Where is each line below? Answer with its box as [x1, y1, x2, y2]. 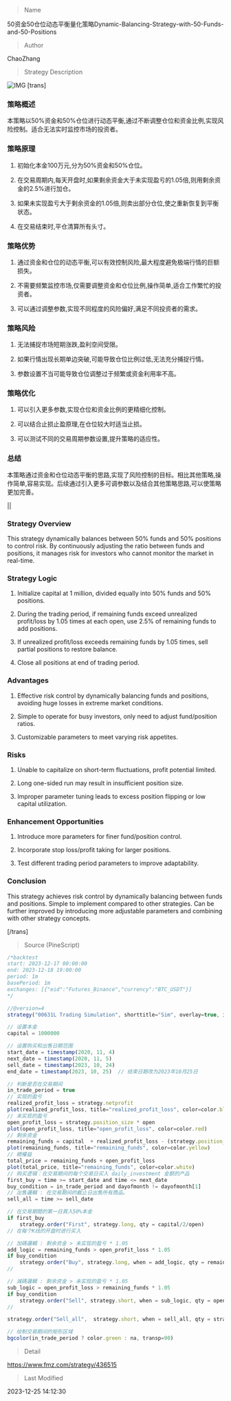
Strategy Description [23, 68, 83, 76]
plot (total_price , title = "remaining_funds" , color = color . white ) [7, 1163, 195, 1170]
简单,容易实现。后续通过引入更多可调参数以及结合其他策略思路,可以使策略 [12, 479, 222, 488]
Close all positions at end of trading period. [16, 658, 140, 667]
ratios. [16, 719, 36, 727]
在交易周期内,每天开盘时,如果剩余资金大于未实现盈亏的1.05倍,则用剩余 [16, 176, 215, 184]
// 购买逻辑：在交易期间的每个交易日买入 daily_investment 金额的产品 [7, 1170, 190, 1177]
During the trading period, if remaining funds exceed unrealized [16, 610, 197, 619]
